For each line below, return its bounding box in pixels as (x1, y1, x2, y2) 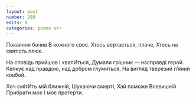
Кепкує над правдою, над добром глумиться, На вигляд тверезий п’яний (6, 65, 190, 73)
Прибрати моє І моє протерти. (6, 89, 84, 96)
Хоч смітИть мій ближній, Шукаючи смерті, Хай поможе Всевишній (6, 83, 177, 90)
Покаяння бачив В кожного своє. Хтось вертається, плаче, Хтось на (6, 41, 178, 48)
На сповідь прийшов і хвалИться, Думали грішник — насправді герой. (6, 59, 184, 66)
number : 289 (6, 14, 35, 20)
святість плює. (6, 48, 44, 55)
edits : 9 (6, 19, 28, 25)
